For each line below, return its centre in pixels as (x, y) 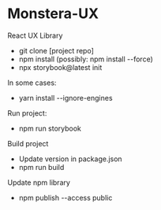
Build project (28, 143)
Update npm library (39, 182)
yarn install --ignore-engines (66, 98)
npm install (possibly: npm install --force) (86, 59)
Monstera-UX (53, 14)
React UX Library (35, 35)
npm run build (41, 167)
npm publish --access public (66, 197)
